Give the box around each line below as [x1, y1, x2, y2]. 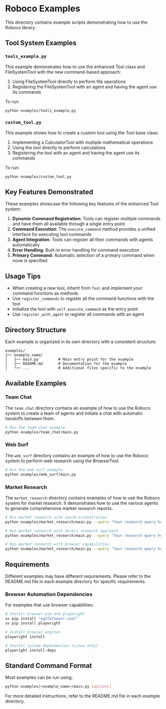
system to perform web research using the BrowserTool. [5, 458, 120, 464]
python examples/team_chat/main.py [5, 430, 79, 434]
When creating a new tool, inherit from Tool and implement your [12, 285, 143, 291]
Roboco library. [5, 24, 36, 30]
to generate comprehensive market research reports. [5, 505, 113, 511]
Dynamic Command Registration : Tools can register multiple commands [12, 216, 161, 222]
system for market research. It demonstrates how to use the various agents [5, 500, 159, 506]
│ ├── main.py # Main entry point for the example [5, 357, 134, 362]
